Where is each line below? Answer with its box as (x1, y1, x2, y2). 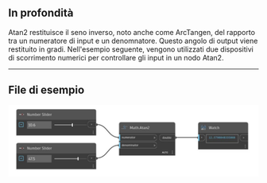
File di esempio (8, 84, 85, 97)
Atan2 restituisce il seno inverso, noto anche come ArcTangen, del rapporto (8, 27, 256, 37)
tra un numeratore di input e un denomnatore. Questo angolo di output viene (8, 36, 258, 45)
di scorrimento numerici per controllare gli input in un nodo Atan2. (8, 53, 224, 62)
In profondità (8, 6, 74, 20)
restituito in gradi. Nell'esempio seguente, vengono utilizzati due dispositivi (8, 44, 254, 54)
